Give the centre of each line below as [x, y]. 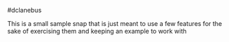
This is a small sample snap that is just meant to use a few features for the [115, 23]
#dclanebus [25, 10]
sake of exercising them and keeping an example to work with [97, 31]
